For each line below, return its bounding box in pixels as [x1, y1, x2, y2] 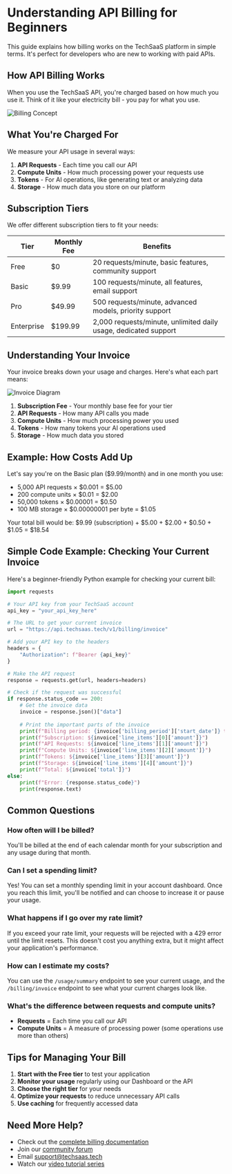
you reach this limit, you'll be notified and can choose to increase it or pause [7, 889, 224, 897]
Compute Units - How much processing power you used [17, 417, 180, 425]
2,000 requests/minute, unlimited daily [93, 317, 219, 327]
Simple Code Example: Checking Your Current [7, 546, 209, 558]
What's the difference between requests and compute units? [7, 1001, 216, 1010]
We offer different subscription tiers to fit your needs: [7, 221, 159, 229]
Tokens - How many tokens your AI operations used [17, 424, 166, 433]
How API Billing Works [7, 70, 105, 82]
